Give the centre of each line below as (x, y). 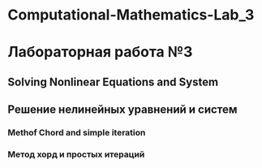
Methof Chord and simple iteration (77, 133)
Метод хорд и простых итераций (76, 154)
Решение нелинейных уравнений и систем (122, 110)
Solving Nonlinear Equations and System (113, 82)
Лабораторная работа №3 (100, 52)
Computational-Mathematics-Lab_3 (131, 15)
